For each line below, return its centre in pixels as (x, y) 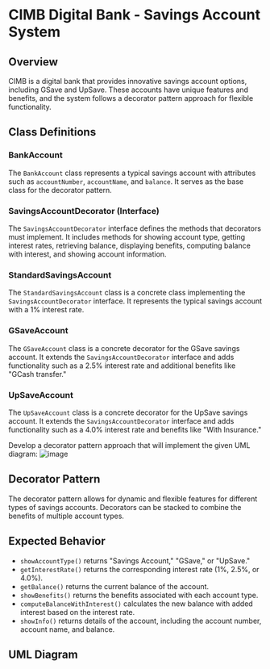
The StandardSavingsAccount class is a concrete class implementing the (127, 293)
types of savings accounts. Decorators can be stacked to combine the (125, 507)
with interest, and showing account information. (87, 254)
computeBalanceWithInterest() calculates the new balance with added (137, 604)
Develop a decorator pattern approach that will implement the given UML (129, 445)
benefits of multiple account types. (66, 516)
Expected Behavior (57, 541)
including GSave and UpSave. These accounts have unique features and (128, 90)
